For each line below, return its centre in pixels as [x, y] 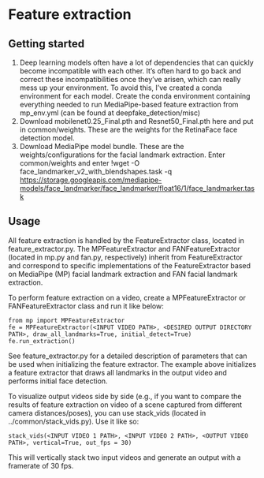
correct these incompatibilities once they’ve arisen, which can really [130, 79]
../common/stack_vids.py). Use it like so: [74, 421]
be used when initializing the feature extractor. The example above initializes [132, 364]
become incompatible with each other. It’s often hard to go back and [130, 71]
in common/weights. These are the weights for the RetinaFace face [128, 129]
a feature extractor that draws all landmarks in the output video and [117, 372]
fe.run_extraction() [42, 341]
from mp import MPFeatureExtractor [67, 320]
